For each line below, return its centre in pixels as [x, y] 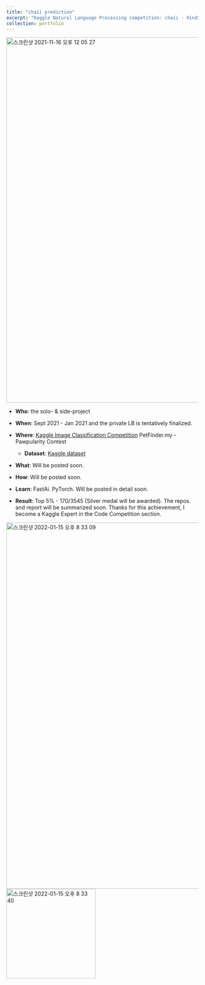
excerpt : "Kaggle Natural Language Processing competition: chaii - [95, 18]
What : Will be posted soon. [49, 466]
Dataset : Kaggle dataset [55, 453]
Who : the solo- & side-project [52, 412]
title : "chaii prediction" [41, 12]
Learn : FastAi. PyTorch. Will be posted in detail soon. [81, 489]
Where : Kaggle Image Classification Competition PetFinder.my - [96, 435]
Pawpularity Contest [41, 442]
